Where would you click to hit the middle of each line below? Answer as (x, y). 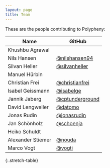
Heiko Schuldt (24, 131)
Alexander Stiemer (30, 140)
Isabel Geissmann (29, 91)
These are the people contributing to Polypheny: (55, 29)
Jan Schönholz (25, 123)
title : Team (18, 15)
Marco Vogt (22, 148)
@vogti (65, 148)
